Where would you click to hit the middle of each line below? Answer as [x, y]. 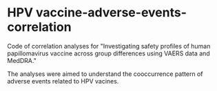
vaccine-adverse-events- [111, 13]
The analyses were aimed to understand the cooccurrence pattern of [105, 74]
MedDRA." [22, 60]
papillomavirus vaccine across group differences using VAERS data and [108, 53]
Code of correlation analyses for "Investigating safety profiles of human [109, 46]
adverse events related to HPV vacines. [63, 81]
